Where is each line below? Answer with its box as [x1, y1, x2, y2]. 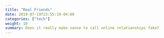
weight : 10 [5, 21, 28, 26]
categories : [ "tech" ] [5, 16, 50, 21]
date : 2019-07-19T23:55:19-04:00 [5, 12, 75, 17]
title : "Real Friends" [5, 7, 52, 12]
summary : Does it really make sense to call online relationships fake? [5, 26, 160, 31]
